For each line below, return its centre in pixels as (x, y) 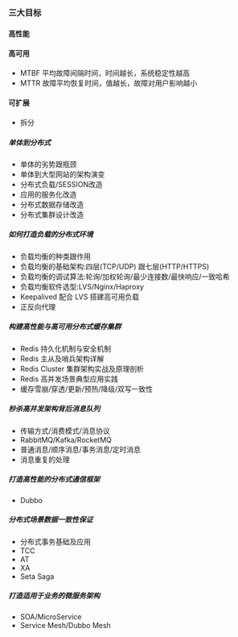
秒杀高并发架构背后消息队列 (54, 409)
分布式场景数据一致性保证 (51, 520)
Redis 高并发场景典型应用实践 (69, 379)
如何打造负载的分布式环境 (51, 235)
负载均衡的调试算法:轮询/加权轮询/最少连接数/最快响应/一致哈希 (125, 277)
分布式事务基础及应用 (55, 541)
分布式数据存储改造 (52, 204)
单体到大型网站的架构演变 (62, 174)
